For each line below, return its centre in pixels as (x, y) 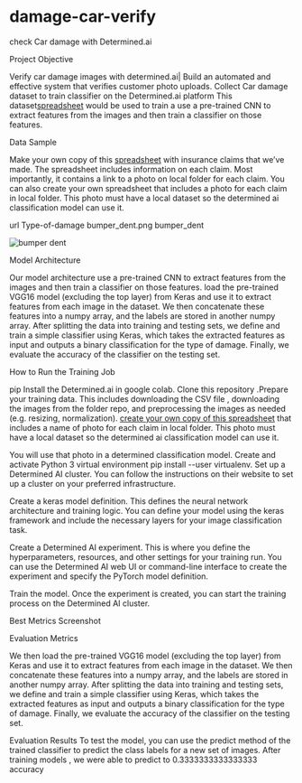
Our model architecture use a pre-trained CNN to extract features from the (148, 277)
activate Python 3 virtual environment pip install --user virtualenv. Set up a (147, 464)
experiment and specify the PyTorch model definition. (109, 576)
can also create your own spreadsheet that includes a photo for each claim (148, 188)
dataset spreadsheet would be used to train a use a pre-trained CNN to (140, 105)
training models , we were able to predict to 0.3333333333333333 (133, 760)
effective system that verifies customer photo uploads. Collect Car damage (149, 86)
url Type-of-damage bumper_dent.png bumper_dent (107, 225)
